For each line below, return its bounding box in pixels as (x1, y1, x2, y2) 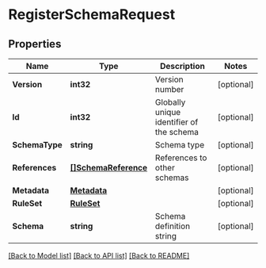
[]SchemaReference (70, 163, 148, 173)
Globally (154, 97, 186, 108)
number (154, 84, 184, 94)
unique (154, 107, 181, 117)
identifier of (154, 117, 199, 128)
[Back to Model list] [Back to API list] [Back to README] (8, 251, 190, 260)
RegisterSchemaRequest (8, 6, 176, 24)
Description (159, 61, 206, 71)
